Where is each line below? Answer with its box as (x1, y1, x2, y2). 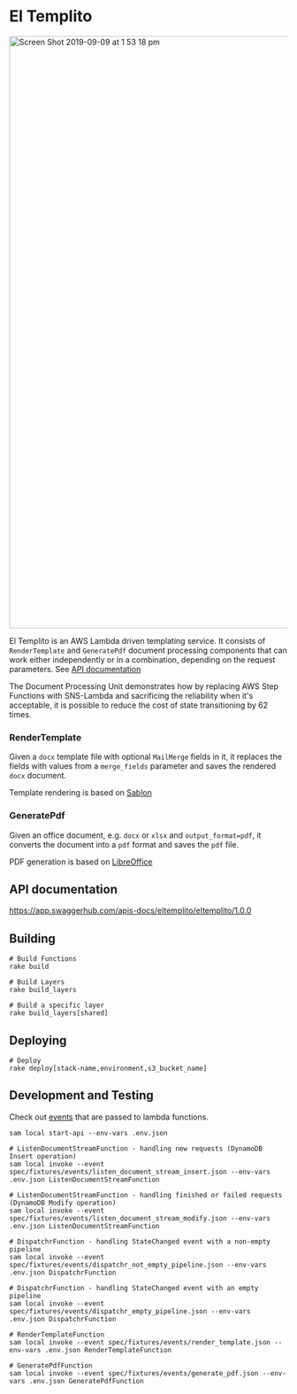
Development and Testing (9, 1088, 155, 1104)
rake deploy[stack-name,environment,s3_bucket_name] (9, 1064, 208, 1073)
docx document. (9, 771, 67, 781)
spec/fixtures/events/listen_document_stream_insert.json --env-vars (9, 1167, 271, 1176)
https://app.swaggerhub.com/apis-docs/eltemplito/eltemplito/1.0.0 (9, 905, 252, 916)
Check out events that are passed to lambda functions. (9, 1111, 209, 1122)
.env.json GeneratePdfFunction (28, 1376, 144, 1385)
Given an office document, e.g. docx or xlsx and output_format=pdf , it (9, 830, 262, 840)
